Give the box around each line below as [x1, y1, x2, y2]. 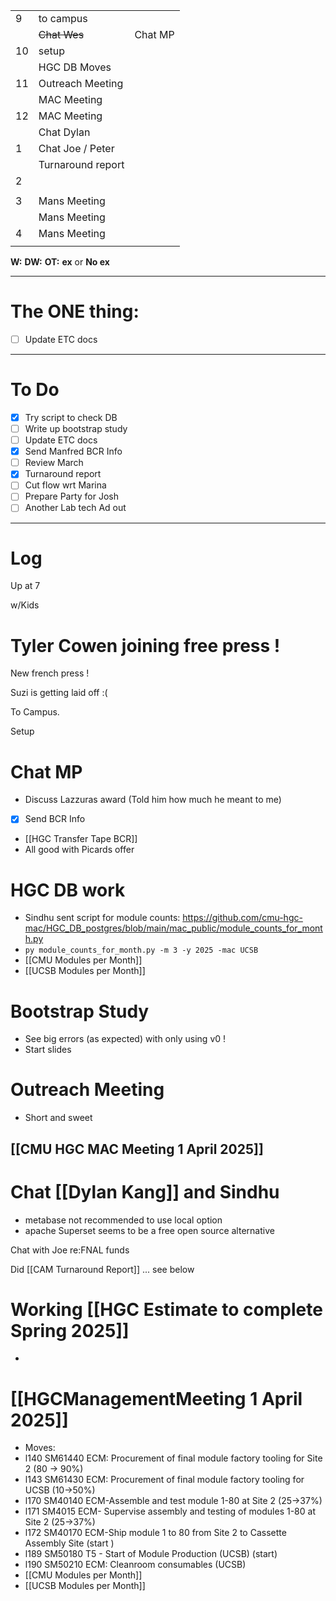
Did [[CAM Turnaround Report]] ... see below [10, 1263, 195, 1275]
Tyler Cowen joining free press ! [10, 634, 281, 657]
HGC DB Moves [38, 60, 112, 74]
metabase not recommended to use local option [24, 1214, 223, 1226]
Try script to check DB [24, 411, 118, 423]
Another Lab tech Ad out [24, 502, 127, 514]
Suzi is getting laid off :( [10, 687, 108, 699]
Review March [24, 457, 84, 469]
